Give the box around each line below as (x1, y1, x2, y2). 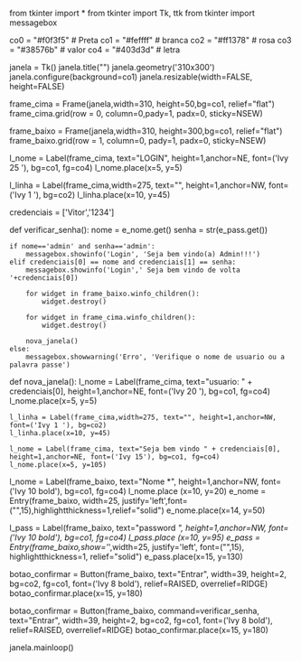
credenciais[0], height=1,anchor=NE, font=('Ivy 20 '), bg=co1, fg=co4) (9, 386, 271, 396)
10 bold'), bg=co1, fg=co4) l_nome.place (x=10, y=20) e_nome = (27, 486, 267, 496)
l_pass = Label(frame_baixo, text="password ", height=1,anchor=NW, (9, 523, 267, 533)
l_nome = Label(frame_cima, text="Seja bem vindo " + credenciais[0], (9, 444, 281, 453)
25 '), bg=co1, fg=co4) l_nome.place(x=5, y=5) (9, 163, 183, 172)
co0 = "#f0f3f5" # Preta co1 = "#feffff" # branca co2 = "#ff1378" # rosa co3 (9, 35, 292, 45)
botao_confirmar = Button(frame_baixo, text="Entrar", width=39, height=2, (9, 569, 287, 579)
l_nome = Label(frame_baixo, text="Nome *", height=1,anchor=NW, (9, 476, 259, 487)
